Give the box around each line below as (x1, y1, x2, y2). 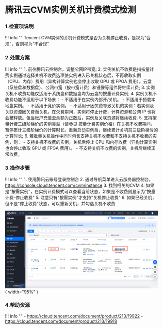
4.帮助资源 (5, 302, 30, 309)
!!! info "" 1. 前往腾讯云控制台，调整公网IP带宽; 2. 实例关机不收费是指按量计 (5, 66, 154, 72)
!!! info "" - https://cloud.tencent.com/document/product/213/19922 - (5, 313, 143, 319)
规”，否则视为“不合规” (5, 41, 49, 47)
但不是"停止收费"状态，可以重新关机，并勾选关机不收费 (5, 201, 115, 207)
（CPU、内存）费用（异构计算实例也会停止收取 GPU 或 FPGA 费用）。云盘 (5, 78, 152, 84)
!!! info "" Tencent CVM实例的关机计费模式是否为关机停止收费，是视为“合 (5, 35, 151, 41)
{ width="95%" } (5, 289, 39, 295)
